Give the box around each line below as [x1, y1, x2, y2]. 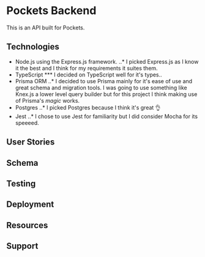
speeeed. [15, 119, 40, 126]
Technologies [6, 42, 60, 52]
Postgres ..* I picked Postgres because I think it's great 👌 [15, 103, 161, 111]
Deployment [6, 199, 54, 210]
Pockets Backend [6, 4, 97, 18]
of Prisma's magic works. [15, 97, 80, 104]
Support [6, 241, 39, 251]
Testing [6, 178, 36, 188]
